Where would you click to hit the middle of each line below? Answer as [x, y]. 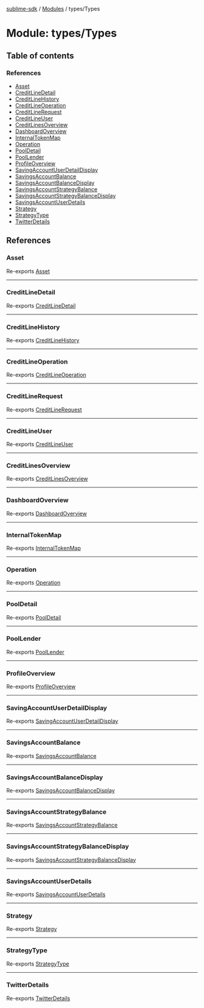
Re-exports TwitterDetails [38, 998]
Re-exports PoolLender [36, 652]
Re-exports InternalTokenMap [43, 548]
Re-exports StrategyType [38, 964]
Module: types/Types [62, 33]
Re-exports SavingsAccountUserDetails [56, 894]
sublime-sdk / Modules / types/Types [53, 9]
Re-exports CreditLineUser [40, 444]
